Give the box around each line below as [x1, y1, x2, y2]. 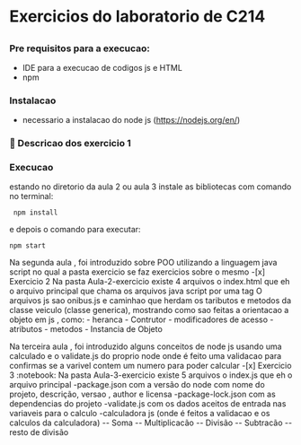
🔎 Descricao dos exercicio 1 [9, 137, 132, 150]
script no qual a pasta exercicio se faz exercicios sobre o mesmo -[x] [9, 266, 265, 277]
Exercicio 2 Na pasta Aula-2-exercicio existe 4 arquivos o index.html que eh [9, 276, 290, 287]
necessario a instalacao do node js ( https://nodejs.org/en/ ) [22, 115, 241, 126]
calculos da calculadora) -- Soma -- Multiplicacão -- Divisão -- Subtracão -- [9, 417, 293, 428]
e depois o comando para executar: [9, 224, 141, 235]
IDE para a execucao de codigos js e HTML [22, 62, 182, 73]
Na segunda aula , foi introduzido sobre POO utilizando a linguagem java [9, 257, 278, 268]
